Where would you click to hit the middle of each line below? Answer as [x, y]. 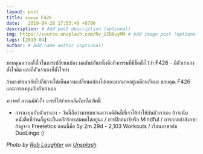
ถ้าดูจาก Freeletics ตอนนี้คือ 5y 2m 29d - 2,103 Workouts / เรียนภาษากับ [96, 126]
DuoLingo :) [30, 133]
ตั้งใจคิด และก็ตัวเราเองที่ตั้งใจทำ [38, 69]
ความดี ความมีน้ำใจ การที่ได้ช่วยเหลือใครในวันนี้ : [54, 100]
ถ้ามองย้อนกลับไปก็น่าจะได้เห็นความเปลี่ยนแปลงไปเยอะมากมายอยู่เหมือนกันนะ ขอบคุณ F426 [98, 82]
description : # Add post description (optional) [69, 29]
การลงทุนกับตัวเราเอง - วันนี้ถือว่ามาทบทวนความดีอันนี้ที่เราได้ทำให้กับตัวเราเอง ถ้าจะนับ [101, 112]
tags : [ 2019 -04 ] [27, 40]
